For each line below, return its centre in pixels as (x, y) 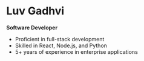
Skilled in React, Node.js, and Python (61, 45)
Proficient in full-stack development (60, 39)
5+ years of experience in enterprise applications (76, 51)
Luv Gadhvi (35, 11)
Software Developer (32, 28)
